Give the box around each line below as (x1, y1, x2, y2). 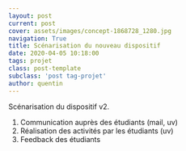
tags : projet (8, 57, 53, 65)
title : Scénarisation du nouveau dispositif (8, 42, 161, 50)
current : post (8, 19, 57, 27)
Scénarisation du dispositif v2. (8, 102, 110, 111)
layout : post (8, 11, 53, 20)
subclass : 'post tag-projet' (8, 72, 107, 80)
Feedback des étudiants (19, 134, 101, 144)
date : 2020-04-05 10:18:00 (8, 49, 99, 57)
